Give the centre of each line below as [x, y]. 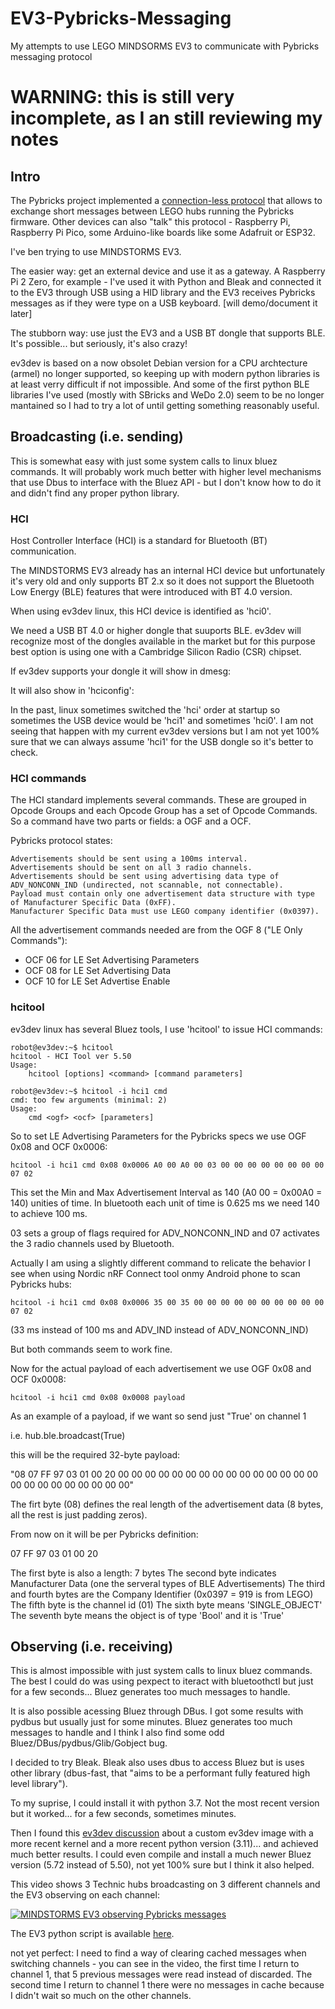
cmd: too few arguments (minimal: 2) [89, 1100]
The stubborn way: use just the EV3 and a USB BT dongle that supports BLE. [168, 333]
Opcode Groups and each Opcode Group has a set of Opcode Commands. [164, 811]
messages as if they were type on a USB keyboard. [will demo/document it [164, 303]
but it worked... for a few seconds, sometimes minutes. [123, 1814]
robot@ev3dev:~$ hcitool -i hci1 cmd [89, 1091]
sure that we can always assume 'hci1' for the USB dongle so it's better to [162, 742]
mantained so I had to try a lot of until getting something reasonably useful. [165, 405]
